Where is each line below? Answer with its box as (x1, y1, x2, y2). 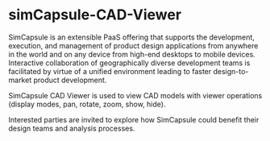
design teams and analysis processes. (8, 123, 135, 133)
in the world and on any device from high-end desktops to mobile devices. (8, 49, 255, 59)
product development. (33, 75, 107, 85)
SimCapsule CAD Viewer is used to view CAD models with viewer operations (8, 90, 263, 100)
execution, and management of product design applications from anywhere (8, 40, 259, 50)
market (8, 75, 32, 85)
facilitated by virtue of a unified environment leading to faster (8, 66, 212, 76)
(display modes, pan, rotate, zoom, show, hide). (8, 99, 166, 109)
